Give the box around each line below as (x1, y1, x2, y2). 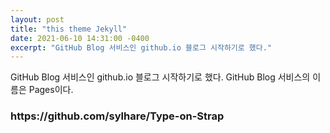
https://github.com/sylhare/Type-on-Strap (10, 109, 225, 123)
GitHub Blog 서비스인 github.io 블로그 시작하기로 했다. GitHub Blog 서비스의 (10, 71, 311, 83)
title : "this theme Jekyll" (10, 24, 128, 34)
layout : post (10, 14, 65, 25)
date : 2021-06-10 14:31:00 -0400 (10, 33, 150, 43)
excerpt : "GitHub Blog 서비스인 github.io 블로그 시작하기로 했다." (10, 42, 273, 53)
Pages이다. (28, 84, 74, 96)
